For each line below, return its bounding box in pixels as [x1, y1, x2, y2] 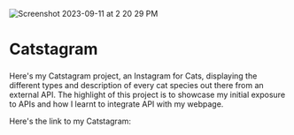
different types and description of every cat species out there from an [9, 80, 264, 91]
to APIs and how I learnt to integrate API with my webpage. [9, 99, 224, 109]
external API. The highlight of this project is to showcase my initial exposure [9, 89, 286, 101]
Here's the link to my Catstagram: [9, 116, 131, 127]
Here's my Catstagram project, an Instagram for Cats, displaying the [9, 71, 258, 81]
